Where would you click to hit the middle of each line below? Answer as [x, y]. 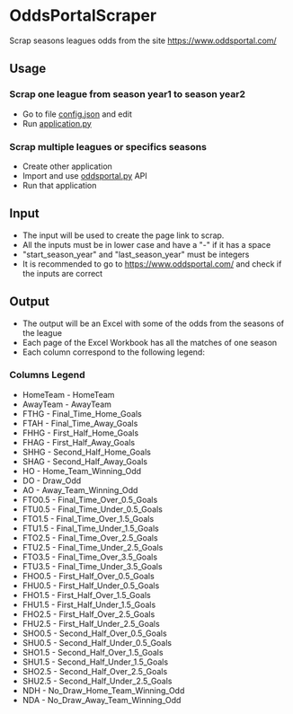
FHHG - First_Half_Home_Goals [80, 433]
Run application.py [57, 123]
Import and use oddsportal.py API [85, 175]
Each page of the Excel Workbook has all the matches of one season [150, 342]
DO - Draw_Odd [52, 480]
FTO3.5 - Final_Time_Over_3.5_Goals [90, 557]
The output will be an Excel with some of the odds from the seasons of [153, 323]
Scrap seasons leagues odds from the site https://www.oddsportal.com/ [143, 40]
